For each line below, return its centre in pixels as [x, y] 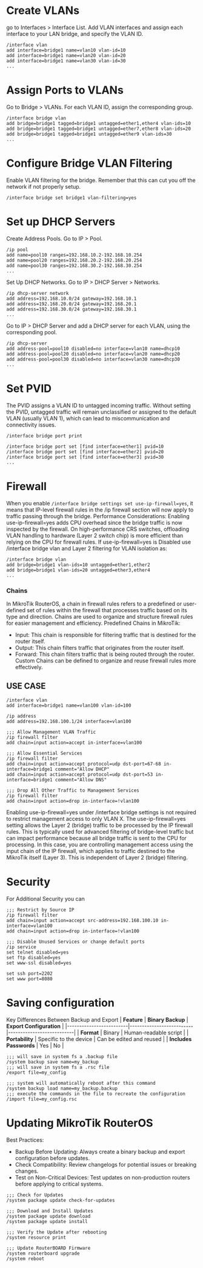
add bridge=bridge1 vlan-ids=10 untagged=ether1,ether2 [78, 565]
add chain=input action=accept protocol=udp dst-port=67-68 [84, 764]
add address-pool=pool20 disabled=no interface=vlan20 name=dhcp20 [93, 354]
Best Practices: [25, 1140]
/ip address [21, 716]
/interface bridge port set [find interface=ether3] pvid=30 [85, 457]
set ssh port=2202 [29, 973]
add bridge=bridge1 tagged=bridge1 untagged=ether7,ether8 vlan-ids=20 [98, 129]
